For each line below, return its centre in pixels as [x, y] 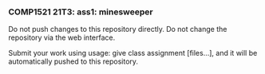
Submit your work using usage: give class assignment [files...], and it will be [133, 53]
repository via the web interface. [62, 37]
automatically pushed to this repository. [73, 61]
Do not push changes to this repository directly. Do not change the [118, 29]
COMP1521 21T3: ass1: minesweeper [81, 12]
